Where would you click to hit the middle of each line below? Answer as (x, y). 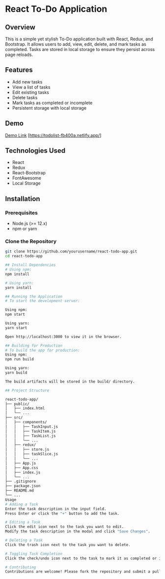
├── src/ (14, 418)
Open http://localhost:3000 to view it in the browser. (63, 337)
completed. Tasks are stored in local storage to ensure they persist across (80, 49)
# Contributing (21, 567)
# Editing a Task (23, 522)
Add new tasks (27, 82)
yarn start (16, 328)
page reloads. (19, 55)
